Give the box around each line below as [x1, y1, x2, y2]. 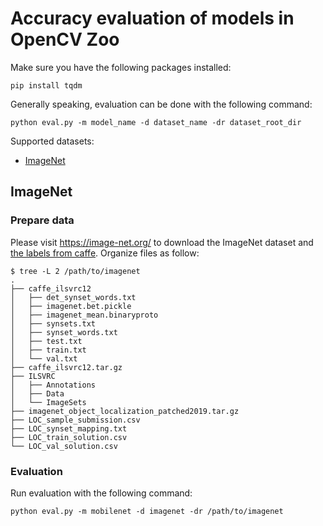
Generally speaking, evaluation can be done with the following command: [10, 98, 313, 110]
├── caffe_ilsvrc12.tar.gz [10, 362, 123, 372]
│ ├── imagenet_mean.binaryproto [10, 310, 159, 320]
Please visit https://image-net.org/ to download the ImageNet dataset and [10, 236, 314, 248]
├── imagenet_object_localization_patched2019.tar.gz [10, 406, 240, 416]
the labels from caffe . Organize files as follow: [10, 247, 200, 259]
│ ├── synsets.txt [10, 318, 97, 329]
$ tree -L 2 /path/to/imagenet [10, 266, 141, 276]
